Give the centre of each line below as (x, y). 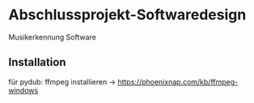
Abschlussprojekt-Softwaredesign (127, 15)
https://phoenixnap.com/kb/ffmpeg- (178, 81)
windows (23, 90)
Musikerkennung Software (53, 37)
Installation (37, 62)
